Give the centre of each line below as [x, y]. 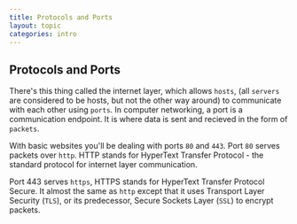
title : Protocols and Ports [61, 17]
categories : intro [43, 34]
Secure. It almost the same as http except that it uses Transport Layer [137, 191]
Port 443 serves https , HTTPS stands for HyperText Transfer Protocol [137, 182]
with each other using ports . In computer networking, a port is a [126, 110]
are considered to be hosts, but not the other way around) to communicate [145, 100]
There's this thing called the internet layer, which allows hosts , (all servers [145, 91]
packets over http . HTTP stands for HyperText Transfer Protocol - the [137, 155]
